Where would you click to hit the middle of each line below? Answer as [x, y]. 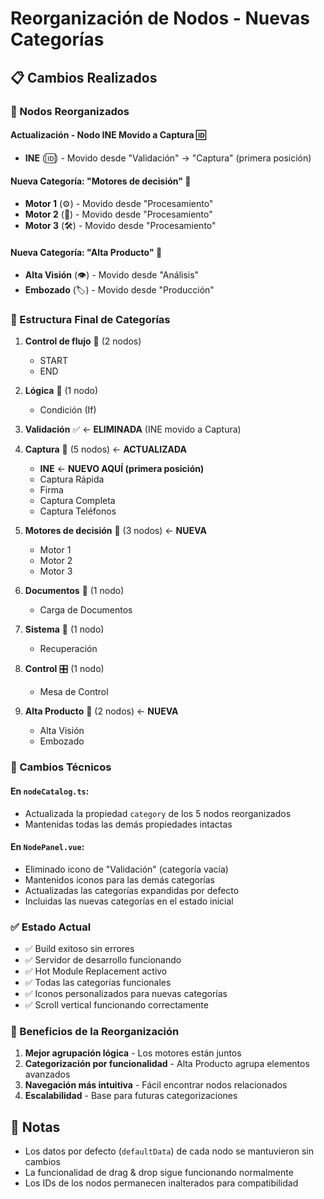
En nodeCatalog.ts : [50, 791]
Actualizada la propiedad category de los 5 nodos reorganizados [158, 813]
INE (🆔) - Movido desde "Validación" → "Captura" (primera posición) [168, 158]
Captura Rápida [72, 479]
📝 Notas [35, 1127]
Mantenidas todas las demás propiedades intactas [128, 824]
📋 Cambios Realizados [84, 77]
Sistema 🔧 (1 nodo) [64, 629]
